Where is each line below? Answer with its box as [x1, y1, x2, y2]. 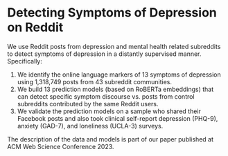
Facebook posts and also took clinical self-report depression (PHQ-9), [17, 114, 218, 122]
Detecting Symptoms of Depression [7, 5, 217, 21]
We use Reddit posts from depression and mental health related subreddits [7, 42, 221, 50]
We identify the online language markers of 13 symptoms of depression [17, 70, 221, 79]
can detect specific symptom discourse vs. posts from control [17, 92, 195, 101]
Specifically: [7, 57, 43, 65]
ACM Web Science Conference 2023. [7, 142, 114, 150]
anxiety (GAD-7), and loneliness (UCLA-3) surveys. [17, 121, 164, 130]
